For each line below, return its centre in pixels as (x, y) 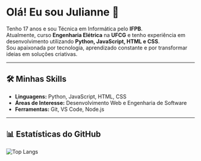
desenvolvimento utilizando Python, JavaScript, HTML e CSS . (83, 41)
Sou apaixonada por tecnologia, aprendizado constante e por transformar (97, 48)
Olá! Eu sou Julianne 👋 (63, 12)
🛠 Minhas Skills (36, 79)
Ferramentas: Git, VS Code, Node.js (60, 109)
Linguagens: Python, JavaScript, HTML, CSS (71, 96)
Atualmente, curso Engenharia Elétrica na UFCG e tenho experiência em (96, 35)
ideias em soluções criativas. (42, 54)
